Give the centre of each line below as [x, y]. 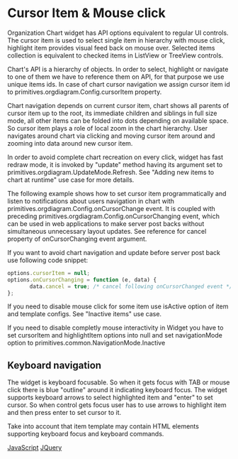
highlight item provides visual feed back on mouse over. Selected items [111, 48]
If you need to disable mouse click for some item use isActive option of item [118, 306]
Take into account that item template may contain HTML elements [103, 426]
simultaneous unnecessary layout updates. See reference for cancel [107, 231]
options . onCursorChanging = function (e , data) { [82, 280]
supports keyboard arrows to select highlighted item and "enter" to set [110, 398]
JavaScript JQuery [35, 448]
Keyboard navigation [54, 365]
